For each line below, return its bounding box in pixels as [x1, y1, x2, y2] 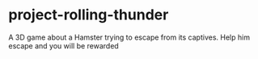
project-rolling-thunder [8, 6, 169, 24]
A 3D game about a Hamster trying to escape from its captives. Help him [8, 32, 251, 42]
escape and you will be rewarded [8, 40, 119, 50]
